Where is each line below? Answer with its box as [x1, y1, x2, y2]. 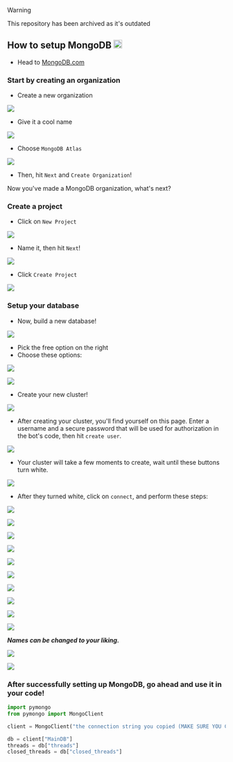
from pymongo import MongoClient [7, 710, 104, 717]
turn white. [17, 466, 49, 474]
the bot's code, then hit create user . [17, 431, 122, 440]
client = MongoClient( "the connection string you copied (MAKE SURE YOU [7, 723, 222, 730]
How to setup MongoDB [7, 40, 112, 51]
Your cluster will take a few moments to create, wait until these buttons [17, 458, 220, 466]
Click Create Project [17, 271, 78, 279]
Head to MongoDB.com [17, 58, 85, 66]
